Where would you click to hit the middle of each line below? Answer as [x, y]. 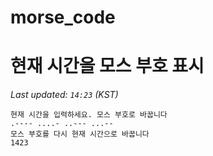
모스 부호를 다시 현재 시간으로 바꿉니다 [80, 134]
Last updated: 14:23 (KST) [64, 95]
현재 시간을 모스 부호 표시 [107, 66]
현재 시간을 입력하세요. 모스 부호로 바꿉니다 [89, 115]
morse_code [63, 17]
